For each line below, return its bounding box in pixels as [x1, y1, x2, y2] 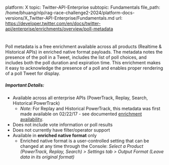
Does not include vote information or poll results [12, 121, 113, 128]
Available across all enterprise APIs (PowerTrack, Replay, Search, [12, 95, 148, 101]
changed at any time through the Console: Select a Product [20, 143, 144, 149]
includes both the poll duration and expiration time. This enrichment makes [5, 60, 161, 66]
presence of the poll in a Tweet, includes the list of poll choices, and [5, 54, 147, 60]
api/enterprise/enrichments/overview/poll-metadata [5, 26, 114, 32]
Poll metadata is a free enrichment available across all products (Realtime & [5, 44, 162, 50]
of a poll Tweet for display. [5, 70, 61, 76]
